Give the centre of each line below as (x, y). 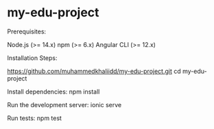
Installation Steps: (32, 58)
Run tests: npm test (34, 118)
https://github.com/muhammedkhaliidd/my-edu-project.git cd (94, 71)
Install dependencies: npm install (53, 91)
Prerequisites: (27, 31)
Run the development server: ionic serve (64, 104)
